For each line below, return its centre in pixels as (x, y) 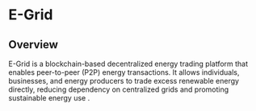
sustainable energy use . (49, 98)
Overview (34, 45)
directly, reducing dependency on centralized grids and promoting (119, 89)
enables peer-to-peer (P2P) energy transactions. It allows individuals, (124, 72)
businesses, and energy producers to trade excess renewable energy (124, 81)
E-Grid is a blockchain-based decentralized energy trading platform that (128, 64)
